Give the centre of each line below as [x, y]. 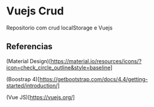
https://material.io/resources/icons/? [96, 61]
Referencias [30, 47]
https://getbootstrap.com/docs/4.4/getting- [93, 79]
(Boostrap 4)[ [23, 79]
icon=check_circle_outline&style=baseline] [59, 67]
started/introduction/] [33, 85]
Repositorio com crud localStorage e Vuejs [59, 28]
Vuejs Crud [35, 11]
